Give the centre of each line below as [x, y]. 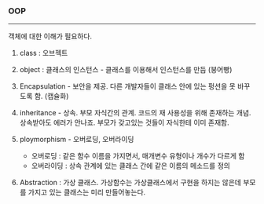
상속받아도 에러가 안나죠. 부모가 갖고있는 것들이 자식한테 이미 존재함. [124, 122]
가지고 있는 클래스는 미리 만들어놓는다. [87, 192]
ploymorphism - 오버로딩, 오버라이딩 [77, 140]
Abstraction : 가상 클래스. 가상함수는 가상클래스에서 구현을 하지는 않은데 [130, 183]
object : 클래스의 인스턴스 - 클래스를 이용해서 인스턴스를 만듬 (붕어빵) [126, 70]
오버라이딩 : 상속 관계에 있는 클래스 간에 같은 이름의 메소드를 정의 [130, 166]
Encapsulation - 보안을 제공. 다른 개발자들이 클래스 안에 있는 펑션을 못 [127, 86]
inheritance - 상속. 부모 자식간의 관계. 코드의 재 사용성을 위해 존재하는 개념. [135, 113]
